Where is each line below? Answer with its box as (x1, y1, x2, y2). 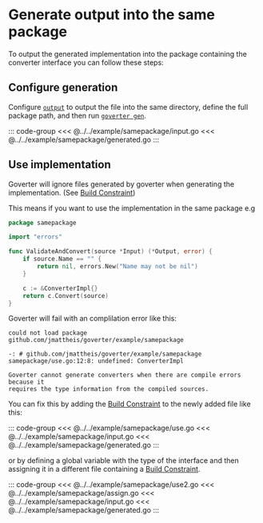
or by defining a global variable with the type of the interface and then (8, 456, 240, 465)
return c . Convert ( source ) (22, 292, 110, 300)
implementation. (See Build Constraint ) (8, 187, 136, 197)
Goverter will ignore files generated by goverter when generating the (8, 179, 234, 189)
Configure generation (8, 81, 118, 95)
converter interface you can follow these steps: (8, 58, 164, 67)
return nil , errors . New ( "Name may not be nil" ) (37, 263, 198, 271)
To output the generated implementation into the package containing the (8, 49, 248, 58)
